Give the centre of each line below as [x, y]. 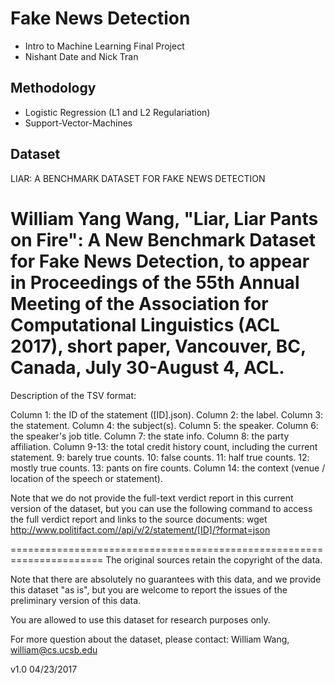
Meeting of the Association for [139, 303]
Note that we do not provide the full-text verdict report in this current [152, 498]
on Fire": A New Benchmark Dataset [163, 239]
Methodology [53, 88]
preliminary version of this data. [76, 600]
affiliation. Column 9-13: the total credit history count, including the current [164, 446]
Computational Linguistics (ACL [145, 324]
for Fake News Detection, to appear [160, 261]
